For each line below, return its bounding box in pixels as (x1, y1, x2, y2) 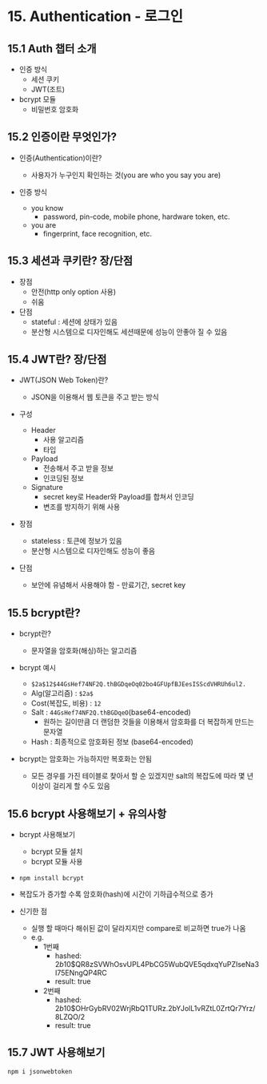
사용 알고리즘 (42, 435, 85, 445)
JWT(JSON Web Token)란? (18, 375, 109, 385)
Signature (30, 483, 63, 492)
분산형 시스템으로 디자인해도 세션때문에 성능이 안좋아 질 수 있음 (30, 326, 228, 337)
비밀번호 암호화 (30, 105, 79, 114)
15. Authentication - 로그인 (7, 7, 184, 26)
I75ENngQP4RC (54, 968, 107, 978)
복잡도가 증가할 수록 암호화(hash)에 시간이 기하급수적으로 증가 (18, 889, 213, 899)
